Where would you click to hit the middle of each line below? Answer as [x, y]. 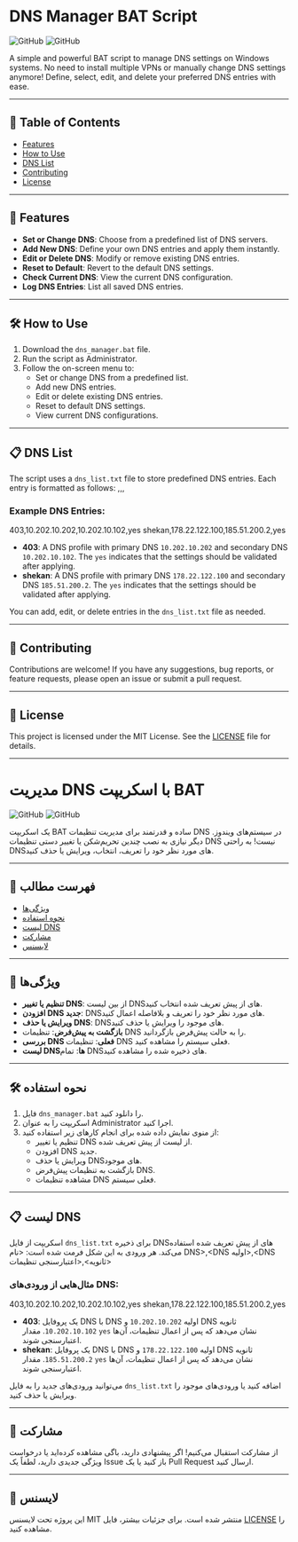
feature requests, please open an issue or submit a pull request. [125, 679]
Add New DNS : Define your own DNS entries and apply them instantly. [151, 248]
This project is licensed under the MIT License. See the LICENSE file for [140, 736]
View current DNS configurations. [97, 415]
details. [23, 746]
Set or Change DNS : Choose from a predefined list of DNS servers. [145, 239]
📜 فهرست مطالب [52, 887]
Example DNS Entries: [57, 511]
